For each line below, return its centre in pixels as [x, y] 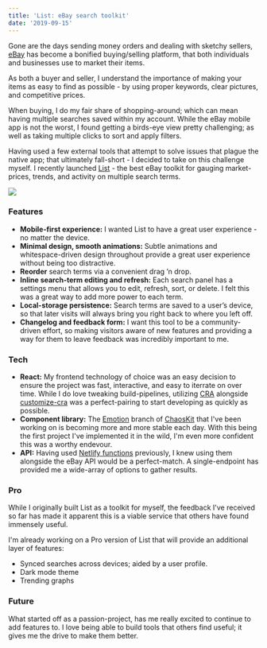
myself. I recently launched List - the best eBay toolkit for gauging [116, 168]
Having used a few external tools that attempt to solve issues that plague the [133, 151]
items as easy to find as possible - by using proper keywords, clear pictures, [133, 86]
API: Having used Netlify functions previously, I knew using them [126, 453]
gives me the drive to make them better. [74, 635]
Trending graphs [47, 580]
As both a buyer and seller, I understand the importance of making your [125, 78]
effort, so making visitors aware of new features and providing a [147, 330]
